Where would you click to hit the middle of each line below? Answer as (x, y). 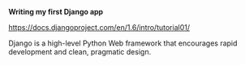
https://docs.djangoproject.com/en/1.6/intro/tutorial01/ (99, 27)
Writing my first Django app (56, 12)
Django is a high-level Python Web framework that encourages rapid (123, 43)
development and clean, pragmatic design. (80, 52)
